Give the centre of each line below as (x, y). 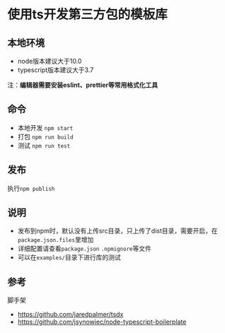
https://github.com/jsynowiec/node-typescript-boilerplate (102, 322)
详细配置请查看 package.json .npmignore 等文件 (85, 249)
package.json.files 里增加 (56, 240)
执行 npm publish (31, 188)
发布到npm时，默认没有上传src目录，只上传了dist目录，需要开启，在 (117, 231)
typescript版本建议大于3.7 (56, 70)
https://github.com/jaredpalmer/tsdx (70, 315)
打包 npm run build (45, 136)
